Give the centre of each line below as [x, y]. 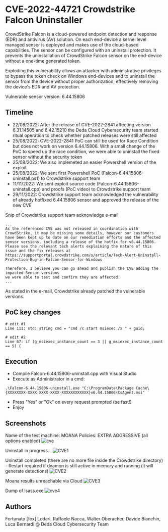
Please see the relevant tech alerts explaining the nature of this [78, 246]
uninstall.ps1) [26, 178]
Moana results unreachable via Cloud [44, 481]
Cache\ [143, 388]
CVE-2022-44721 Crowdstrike [70, 9]
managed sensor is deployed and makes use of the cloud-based [72, 44]
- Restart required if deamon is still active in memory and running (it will [79, 466]
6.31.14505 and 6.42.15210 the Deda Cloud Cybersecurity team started [85, 130]
